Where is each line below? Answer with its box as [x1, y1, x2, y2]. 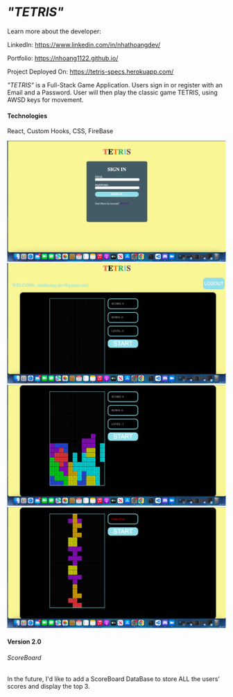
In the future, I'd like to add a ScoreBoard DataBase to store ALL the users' [7, 675, 221, 683]
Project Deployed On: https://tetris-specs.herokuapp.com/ [7, 67, 174, 76]
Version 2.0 [7, 637, 42, 646]
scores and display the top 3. [7, 682, 90, 691]
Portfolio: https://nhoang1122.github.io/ [7, 53, 119, 62]
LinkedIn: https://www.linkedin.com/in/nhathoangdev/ [7, 40, 161, 49]
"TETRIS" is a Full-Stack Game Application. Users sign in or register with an [7, 80, 223, 89]
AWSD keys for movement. [7, 95, 84, 104]
